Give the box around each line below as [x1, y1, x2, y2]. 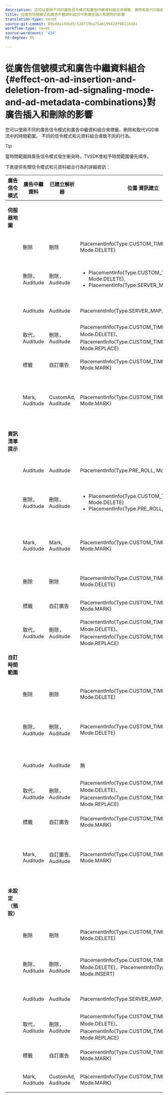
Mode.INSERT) [79, 970, 115, 977]
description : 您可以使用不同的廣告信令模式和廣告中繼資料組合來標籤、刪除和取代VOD [5, 7, 160, 13]
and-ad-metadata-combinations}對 [5, 97, 156, 108]
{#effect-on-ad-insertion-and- [5, 74, 136, 85]
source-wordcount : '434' [5, 31, 57, 36]
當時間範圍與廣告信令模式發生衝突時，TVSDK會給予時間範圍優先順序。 [5, 153, 151, 159]
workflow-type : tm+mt [5, 26, 50, 31]
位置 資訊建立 [127, 184, 159, 191]
